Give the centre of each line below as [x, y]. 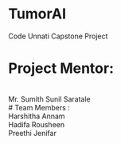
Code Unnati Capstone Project [58, 36]
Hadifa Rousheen [37, 124]
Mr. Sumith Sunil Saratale [50, 99]
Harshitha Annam [37, 116]
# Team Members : [39, 107]
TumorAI [37, 14]
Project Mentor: [61, 68]
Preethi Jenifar [33, 133]
